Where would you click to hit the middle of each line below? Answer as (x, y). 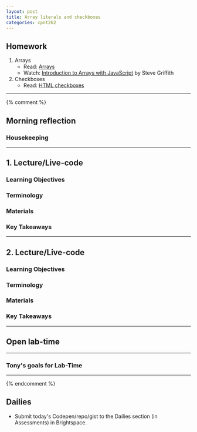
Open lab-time (33, 342)
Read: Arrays (39, 67)
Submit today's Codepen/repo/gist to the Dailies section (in (86, 416)
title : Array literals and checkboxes (53, 17)
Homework (27, 46)
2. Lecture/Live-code (45, 252)
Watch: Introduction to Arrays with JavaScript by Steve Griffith (98, 73)
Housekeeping (27, 138)
